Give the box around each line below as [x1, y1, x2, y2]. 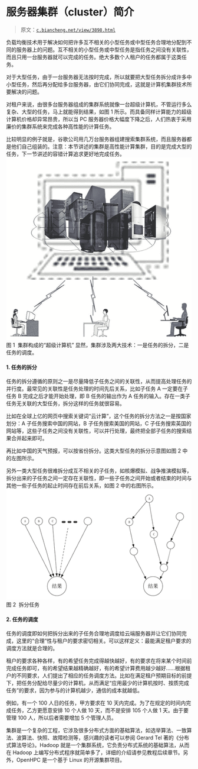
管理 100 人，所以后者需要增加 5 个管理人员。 [6, 714, 117, 722]
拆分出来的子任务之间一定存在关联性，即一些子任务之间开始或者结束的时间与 [6, 474, 192, 482]
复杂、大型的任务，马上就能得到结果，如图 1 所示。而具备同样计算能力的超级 [6, 108, 192, 115]
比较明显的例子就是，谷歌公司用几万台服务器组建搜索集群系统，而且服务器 [6, 135, 187, 143]
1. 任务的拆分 [6, 363, 37, 370]
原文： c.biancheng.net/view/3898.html [20, 26, 116, 33]
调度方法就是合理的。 [6, 645, 58, 652]
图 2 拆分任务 [6, 601, 40, 608]
